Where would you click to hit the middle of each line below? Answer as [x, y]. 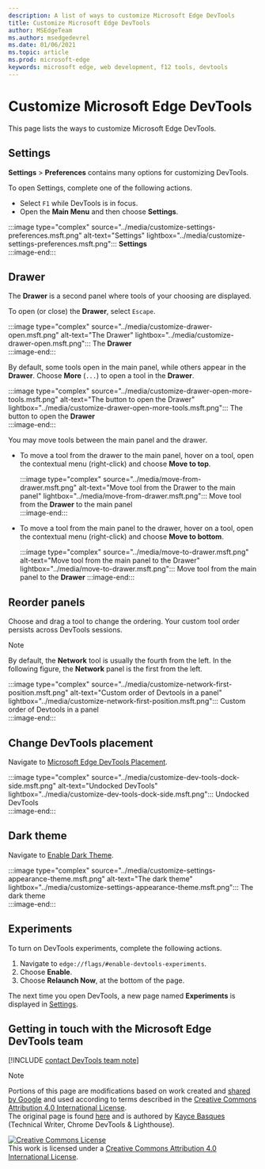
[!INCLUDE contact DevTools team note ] [74, 1060]
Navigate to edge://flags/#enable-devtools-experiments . [113, 963]
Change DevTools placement [81, 743]
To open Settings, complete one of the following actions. [100, 188]
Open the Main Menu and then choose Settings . [99, 212]
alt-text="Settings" [114, 235]
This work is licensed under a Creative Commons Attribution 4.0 [113, 1148]
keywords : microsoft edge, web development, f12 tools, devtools [118, 67]
